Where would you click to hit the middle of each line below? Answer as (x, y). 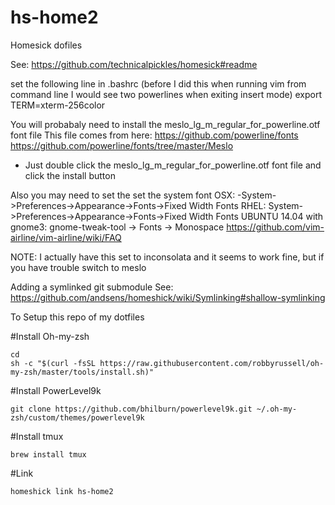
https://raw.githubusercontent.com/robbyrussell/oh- (212, 363)
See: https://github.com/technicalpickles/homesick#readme (134, 64)
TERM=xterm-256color (58, 105)
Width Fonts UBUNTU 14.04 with (256, 216)
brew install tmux (48, 454)
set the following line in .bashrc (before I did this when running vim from (158, 83)
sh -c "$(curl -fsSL (53, 363)
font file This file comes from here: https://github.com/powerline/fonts (154, 135)
